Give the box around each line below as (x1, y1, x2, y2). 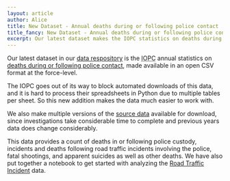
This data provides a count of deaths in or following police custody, (7, 137, 197, 145)
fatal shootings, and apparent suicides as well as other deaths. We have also (7, 152, 223, 161)
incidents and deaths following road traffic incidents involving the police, (7, 145, 212, 153)
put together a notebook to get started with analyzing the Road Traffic (7, 159, 204, 167)
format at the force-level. (7, 69, 77, 77)
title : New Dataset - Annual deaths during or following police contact (7, 23, 219, 29)
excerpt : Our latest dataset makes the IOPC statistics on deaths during (7, 36, 222, 42)
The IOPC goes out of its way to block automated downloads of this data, (7, 82, 214, 90)
